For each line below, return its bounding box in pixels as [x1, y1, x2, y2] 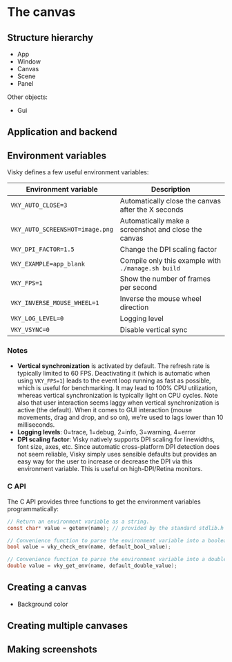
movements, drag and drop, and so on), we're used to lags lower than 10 [17, 413, 224, 421]
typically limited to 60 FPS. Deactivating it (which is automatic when [17, 369, 211, 377]
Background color [17, 600, 68, 608]
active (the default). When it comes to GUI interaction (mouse [17, 405, 192, 414]
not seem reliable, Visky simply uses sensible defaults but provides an [17, 450, 217, 458]
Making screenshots [7, 643, 98, 655]
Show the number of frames [119, 274, 211, 284]
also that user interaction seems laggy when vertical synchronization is [17, 398, 220, 407]
